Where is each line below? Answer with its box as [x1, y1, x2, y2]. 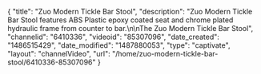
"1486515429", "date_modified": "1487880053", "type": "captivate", [7, 41, 231, 50]
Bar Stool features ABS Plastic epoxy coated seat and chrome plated [7, 15, 234, 25]
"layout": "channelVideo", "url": [7, 49, 111, 58]
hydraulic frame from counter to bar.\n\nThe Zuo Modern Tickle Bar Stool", [7, 24, 254, 33]
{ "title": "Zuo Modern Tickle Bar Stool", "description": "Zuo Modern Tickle [7, 7, 253, 16]
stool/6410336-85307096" [7, 57, 97, 67]
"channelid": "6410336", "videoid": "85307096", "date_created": [7, 32, 219, 41]
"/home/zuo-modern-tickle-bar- [111, 49, 219, 58]
